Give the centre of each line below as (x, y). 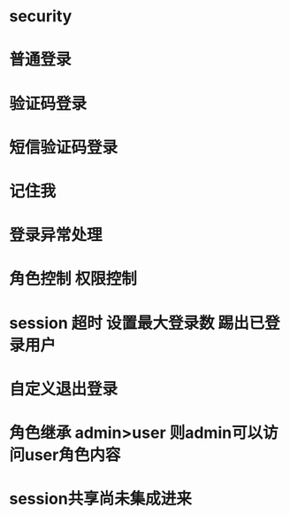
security (41, 16)
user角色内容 (73, 455)
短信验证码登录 (64, 147)
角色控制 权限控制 (73, 279)
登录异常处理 (56, 235)
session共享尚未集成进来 (100, 499)
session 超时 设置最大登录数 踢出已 (137, 323)
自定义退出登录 (64, 389)
